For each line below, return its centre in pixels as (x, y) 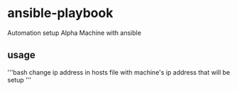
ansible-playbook (60, 13)
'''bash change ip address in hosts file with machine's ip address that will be (119, 72)
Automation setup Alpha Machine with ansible (75, 33)
